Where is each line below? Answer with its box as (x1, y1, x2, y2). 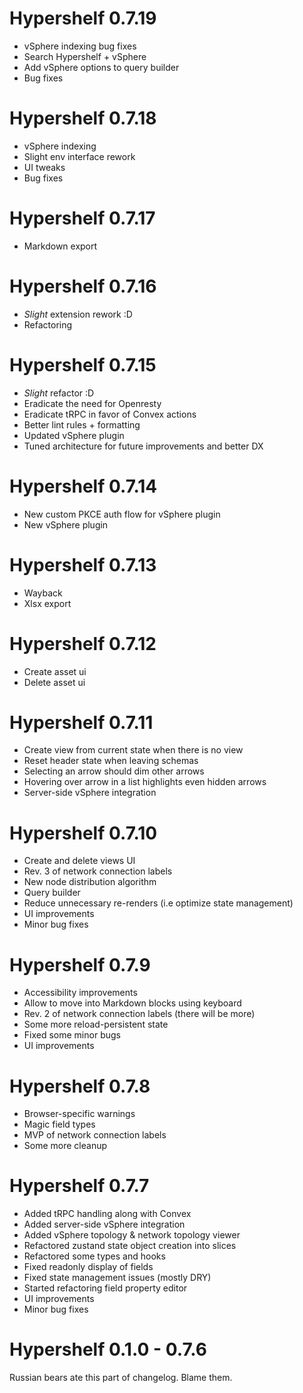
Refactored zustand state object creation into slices (23, 1240, 237, 1252)
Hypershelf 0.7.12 (9, 632, 157, 655)
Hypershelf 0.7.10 (9, 822, 158, 844)
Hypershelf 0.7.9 (9, 953, 151, 976)
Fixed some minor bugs (23, 1029, 121, 1041)
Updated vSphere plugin (23, 429, 125, 441)
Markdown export (23, 240, 98, 252)
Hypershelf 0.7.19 (9, 7, 157, 30)
